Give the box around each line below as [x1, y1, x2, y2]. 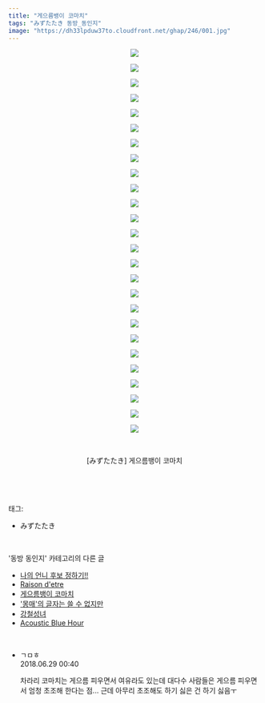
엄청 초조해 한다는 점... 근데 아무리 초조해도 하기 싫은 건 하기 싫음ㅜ [28, 686, 238, 696]
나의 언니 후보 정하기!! [19, 571, 89, 580]
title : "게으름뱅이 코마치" [8, 11, 89, 20]
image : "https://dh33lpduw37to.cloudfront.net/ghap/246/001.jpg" [8, 26, 231, 34]
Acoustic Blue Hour [19, 618, 84, 628]
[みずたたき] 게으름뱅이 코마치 [86, 456, 183, 466]
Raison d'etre [19, 580, 64, 589]
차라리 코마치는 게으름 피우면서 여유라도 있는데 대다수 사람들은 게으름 [19, 676, 236, 685]
